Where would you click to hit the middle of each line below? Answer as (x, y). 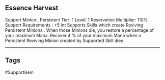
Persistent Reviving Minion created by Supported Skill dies (64, 40)
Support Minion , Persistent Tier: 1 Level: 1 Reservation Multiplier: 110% (77, 20)
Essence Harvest (32, 8)
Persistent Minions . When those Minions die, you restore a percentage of (80, 30)
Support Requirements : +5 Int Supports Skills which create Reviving (74, 25)
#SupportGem (19, 72)
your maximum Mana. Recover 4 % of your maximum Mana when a (73, 35)
